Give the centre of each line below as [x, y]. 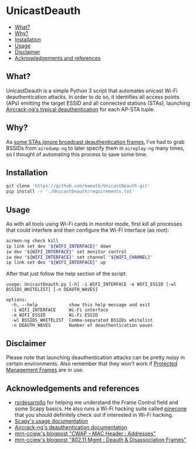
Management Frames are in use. [45, 370]
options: [17, 300]
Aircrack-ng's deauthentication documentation [71, 427]
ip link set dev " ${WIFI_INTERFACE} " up [56, 263]
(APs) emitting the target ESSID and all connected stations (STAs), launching [98, 103]
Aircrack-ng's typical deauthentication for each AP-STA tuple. [80, 109]
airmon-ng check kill [32, 241]
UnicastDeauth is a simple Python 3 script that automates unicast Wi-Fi [92, 90]
